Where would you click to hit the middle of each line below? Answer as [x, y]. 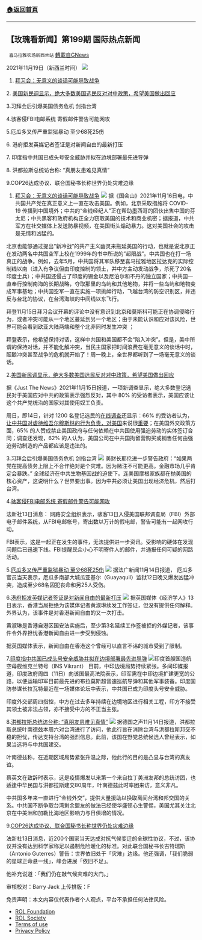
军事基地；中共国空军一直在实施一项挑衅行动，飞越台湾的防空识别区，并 [101, 291]
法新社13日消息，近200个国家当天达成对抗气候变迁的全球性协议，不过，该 [98, 839]
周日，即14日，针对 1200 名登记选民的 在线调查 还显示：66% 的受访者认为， [99, 416]
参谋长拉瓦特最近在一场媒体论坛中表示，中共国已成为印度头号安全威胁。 [101, 689]
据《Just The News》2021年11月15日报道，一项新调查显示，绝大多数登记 [96, 388]
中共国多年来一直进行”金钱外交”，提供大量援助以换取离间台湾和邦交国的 [96, 798]
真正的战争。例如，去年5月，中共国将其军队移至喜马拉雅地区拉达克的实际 [97, 261]
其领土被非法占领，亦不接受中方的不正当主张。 [64, 709]
